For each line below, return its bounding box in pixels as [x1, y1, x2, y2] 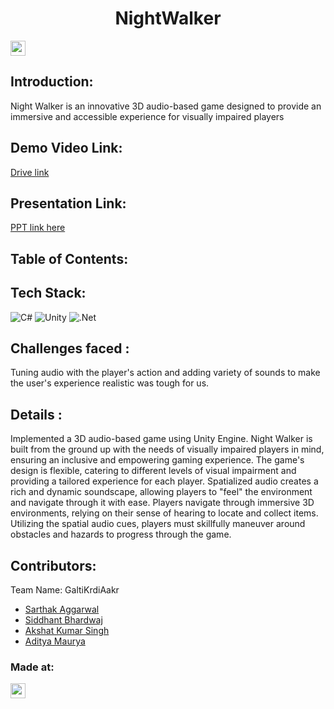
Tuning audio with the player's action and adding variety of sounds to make [10, 367, 321, 379]
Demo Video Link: [10, 140, 123, 157]
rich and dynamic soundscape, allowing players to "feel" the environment [10, 486, 313, 498]
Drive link [10, 166, 50, 178]
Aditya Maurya [24, 635, 86, 647]
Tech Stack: [10, 285, 87, 302]
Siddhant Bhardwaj [24, 614, 103, 626]
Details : [10, 406, 63, 423]
